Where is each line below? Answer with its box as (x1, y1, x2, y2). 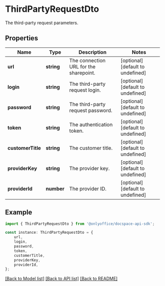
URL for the (69, 63, 96, 70)
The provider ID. (69, 185, 107, 192)
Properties (5, 34, 38, 42)
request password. (69, 107, 112, 114)
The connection (69, 57, 106, 64)
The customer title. (69, 144, 113, 151)
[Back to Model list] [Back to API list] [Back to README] (5, 276, 118, 282)
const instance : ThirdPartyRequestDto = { (5, 230, 93, 235)
